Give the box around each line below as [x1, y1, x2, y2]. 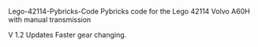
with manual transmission [8, 15, 92, 24]
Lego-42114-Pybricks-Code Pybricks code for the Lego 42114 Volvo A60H [8, 7, 250, 16]
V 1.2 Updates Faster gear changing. [8, 31, 127, 39]
